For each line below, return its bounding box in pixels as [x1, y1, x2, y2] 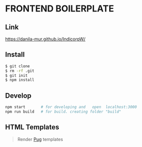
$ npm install [5, 78, 35, 83]
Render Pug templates [17, 136, 63, 142]
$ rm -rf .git [5, 68, 35, 73]
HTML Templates [5, 123, 60, 132]
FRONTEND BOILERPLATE [5, 3, 114, 14]
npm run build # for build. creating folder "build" [5, 109, 122, 114]
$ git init [5, 73, 28, 78]
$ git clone [5, 63, 30, 69]
